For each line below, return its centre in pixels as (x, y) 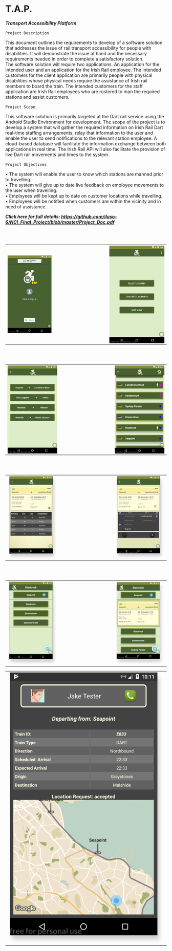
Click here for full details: (33, 217)
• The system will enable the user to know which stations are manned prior (84, 174)
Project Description (27, 33)
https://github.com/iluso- (89, 217)
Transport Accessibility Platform (41, 23)
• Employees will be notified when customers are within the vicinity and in (83, 201)
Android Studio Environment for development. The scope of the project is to (85, 122)
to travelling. (18, 179)
